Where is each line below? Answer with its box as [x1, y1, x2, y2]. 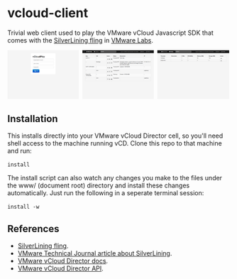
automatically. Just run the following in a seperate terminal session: [7, 189, 204, 197]
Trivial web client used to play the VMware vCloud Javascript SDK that [7, 28, 214, 37]
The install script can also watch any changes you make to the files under [7, 174, 222, 182]
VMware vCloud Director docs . [17, 257, 109, 266]
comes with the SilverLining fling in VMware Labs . [7, 35, 154, 44]
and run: [7, 147, 32, 155]
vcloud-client [7, 5, 89, 21]
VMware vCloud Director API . [17, 264, 104, 273]
